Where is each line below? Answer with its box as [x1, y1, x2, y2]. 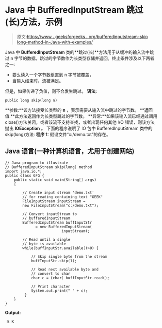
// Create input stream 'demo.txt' [22, 190, 95, 195]
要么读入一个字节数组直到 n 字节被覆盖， [12, 72, 94, 77]
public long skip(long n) [5, 98, 57, 103]
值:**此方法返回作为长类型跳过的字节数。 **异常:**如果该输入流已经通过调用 [5, 113, 158, 119]
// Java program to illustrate [5, 160, 68, 165]
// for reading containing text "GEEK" [22, 194, 103, 199]
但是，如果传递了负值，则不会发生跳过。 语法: [5, 88, 97, 94]
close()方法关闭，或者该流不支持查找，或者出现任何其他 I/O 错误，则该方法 [5, 119, 155, 125]
